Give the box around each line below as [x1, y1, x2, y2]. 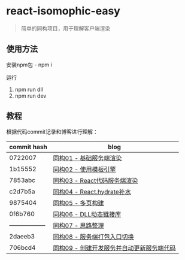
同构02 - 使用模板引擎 [53, 165, 116, 173]
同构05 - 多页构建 [53, 199, 104, 207]
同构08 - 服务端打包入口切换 [53, 232, 134, 241]
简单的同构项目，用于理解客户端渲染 [20, 25, 111, 32]
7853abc [9, 176, 36, 184]
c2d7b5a [9, 187, 35, 195]
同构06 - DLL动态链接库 [53, 210, 122, 218]
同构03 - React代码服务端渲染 [53, 176, 138, 185]
